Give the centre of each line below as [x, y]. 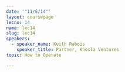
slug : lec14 [21, 33]
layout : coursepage [30, 17]
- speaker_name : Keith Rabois [48, 44]
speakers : [18, 39]
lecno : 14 [18, 22]
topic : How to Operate [34, 55]
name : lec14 [21, 28]
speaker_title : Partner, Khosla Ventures [68, 50]
